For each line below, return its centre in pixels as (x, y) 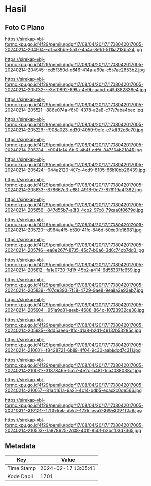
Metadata (20, 446)
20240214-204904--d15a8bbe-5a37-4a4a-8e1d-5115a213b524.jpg (74, 50)
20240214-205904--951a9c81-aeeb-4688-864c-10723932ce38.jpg (75, 310)
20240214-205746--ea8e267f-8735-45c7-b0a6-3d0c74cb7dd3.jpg (75, 250)
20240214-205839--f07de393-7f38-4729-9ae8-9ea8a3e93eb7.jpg (74, 290)
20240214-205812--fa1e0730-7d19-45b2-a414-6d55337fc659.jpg (73, 270)
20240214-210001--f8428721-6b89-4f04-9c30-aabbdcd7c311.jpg (73, 350)
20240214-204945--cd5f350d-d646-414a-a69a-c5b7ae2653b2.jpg (75, 70)
